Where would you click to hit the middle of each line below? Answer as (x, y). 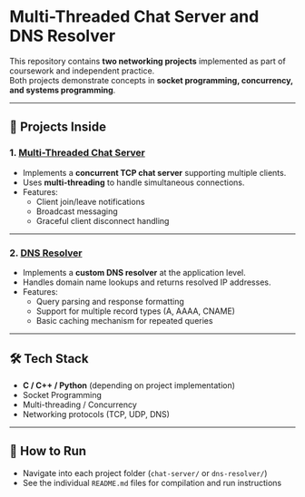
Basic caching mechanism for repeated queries (124, 320)
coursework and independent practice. (82, 71)
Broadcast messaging (77, 211)
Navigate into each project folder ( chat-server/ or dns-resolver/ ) (145, 473)
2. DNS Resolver (46, 253)
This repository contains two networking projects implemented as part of (148, 61)
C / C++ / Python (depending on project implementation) (129, 385)
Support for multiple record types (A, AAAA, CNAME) (136, 311)
